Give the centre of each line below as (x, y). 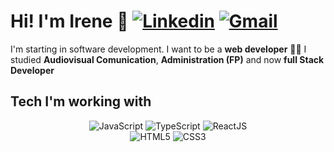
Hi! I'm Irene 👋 (69, 21)
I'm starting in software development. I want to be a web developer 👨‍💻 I (158, 49)
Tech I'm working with (81, 101)
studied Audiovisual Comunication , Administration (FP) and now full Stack (167, 59)
